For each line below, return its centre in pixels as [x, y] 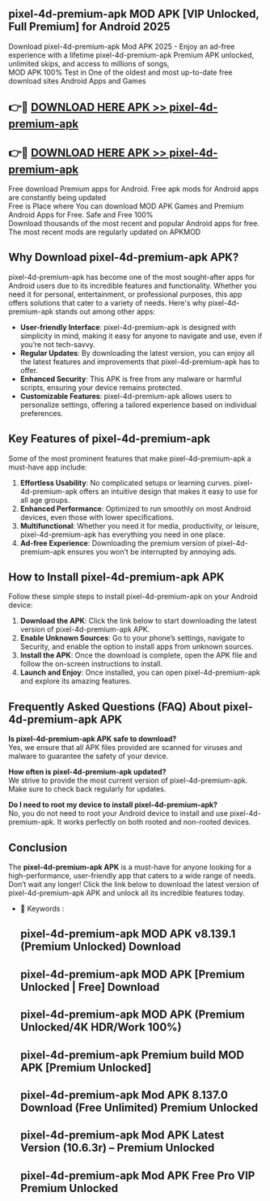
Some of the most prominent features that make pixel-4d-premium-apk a [130, 458]
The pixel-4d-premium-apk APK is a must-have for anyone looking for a [130, 867]
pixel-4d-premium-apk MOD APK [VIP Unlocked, [134, 14]
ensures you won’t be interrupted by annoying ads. [152, 551]
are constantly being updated [57, 198]
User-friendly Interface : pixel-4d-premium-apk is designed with [128, 327]
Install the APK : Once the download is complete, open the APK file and [138, 655]
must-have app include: [48, 467]
